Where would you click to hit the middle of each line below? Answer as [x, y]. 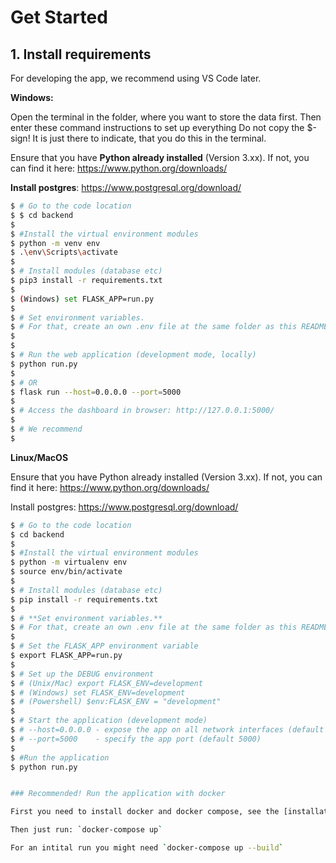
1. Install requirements [81, 54]
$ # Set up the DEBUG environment [82, 674]
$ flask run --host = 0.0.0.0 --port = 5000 [96, 392]
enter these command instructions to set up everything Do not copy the [157, 127]
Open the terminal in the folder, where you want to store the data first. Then [166, 117]
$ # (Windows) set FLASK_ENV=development [98, 692]
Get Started [59, 17]
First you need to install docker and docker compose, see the [145, 812]
